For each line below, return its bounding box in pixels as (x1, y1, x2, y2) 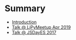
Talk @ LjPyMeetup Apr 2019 (11, 24, 71, 30)
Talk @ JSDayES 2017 (11, 29, 57, 35)
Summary (4, 3, 45, 14)
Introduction (11, 19, 37, 25)
